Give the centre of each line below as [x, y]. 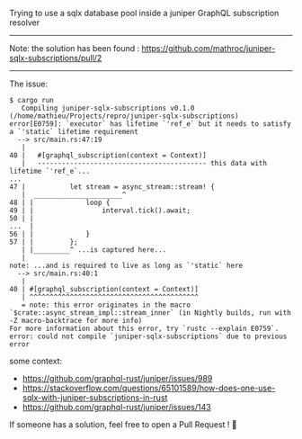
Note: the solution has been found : [75, 48]
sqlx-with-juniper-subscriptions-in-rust [95, 398]
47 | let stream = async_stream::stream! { [112, 187]
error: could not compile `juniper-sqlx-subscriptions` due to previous [148, 336]
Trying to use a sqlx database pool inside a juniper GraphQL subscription [144, 13]
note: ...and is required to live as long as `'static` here [126, 265]
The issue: [29, 84]
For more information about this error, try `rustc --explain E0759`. [144, 328]
